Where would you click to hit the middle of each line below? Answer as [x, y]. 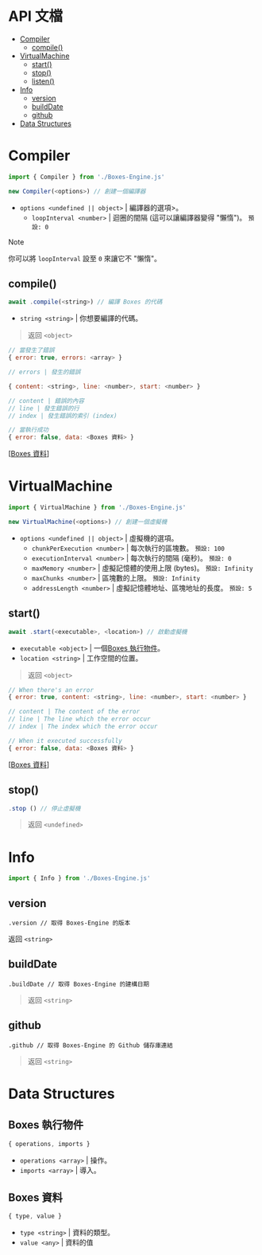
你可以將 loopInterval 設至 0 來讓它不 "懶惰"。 [85, 258]
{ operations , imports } [49, 1144]
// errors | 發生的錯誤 [44, 372]
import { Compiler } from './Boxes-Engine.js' [87, 177]
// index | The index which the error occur [83, 727]
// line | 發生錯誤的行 [44, 408]
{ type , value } [35, 1216]
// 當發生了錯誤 [31, 350]
